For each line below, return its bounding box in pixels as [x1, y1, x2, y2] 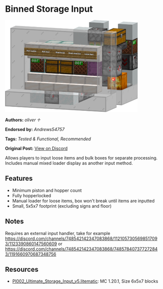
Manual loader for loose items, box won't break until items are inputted [12, 198, 155, 204]
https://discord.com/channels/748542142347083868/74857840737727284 [5, 246, 158, 252]
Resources [5, 265, 39, 273]
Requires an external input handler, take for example [5, 230, 111, 236]
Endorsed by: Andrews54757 [5, 126, 65, 132]
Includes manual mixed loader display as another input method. [5, 160, 133, 166]
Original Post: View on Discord [5, 145, 68, 151]
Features [5, 174, 33, 183]
